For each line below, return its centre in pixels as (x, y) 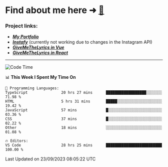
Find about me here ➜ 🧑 (55, 10)
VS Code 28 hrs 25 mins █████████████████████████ (84, 145)
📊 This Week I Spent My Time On (40, 77)
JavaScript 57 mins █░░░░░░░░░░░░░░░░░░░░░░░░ (84, 110)
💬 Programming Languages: (32, 88)
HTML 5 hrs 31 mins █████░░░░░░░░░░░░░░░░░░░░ (84, 102)
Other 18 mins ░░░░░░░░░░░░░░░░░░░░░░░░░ (84, 128)
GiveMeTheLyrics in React (40, 53)
